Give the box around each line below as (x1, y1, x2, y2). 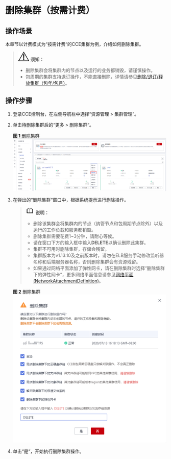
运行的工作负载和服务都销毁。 (33, 227, 96, 233)
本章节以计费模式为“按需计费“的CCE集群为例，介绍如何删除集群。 (5, 41, 144, 47)
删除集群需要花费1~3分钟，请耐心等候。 (33, 233, 117, 239)
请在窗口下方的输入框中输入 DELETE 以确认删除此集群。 (33, 239, 149, 246)
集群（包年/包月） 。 (30, 80, 70, 86)
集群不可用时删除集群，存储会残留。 (33, 246, 110, 252)
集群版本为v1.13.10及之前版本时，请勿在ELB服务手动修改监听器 (33, 252, 164, 258)
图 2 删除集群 (12, 288, 41, 295)
